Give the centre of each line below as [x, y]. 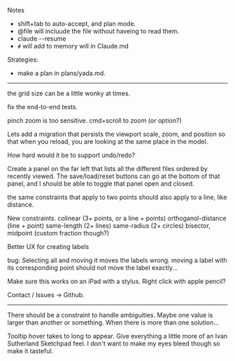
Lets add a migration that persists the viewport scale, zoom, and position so [116, 134]
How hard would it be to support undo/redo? [71, 155]
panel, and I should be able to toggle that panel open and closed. [101, 184]
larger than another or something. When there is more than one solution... [113, 322]
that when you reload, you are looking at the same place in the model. [108, 142]
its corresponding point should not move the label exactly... [93, 268]
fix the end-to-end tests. [43, 107]
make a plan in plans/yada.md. [62, 73]
